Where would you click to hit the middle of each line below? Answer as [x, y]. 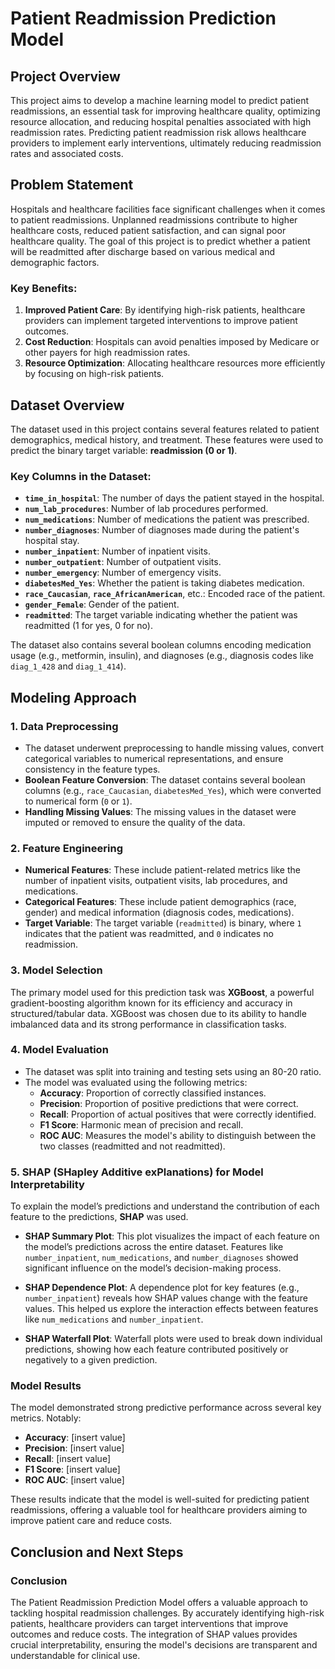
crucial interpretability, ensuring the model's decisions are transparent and [164, 1645]
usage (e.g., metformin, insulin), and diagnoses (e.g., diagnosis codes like [162, 656]
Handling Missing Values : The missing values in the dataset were [160, 811]
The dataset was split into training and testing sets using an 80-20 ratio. [173, 1071]
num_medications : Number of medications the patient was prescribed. [167, 519]
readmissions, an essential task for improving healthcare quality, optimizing [165, 111]
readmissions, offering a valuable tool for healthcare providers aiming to [159, 1510]
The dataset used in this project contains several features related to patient [165, 429]
